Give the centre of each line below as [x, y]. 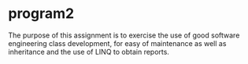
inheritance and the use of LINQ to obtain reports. [89, 52]
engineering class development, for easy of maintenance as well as [117, 43]
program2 [41, 14]
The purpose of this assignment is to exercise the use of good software [124, 35]
